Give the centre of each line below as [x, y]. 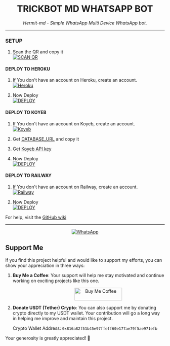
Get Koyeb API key [32, 149]
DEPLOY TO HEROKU [28, 68]
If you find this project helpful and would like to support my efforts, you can [84, 260]
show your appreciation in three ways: [45, 265]
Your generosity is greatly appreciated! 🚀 [48, 338]
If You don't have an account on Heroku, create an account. [75, 80]
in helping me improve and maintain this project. [62, 318]
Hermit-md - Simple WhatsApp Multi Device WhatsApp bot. [85, 23]
